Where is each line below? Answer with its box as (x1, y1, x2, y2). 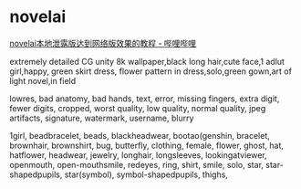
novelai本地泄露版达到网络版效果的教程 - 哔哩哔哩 (9, 37, 197, 48)
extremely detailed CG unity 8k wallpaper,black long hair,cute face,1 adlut (9, 56, 285, 67)
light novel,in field (9, 75, 77, 86)
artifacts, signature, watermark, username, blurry (9, 112, 194, 123)
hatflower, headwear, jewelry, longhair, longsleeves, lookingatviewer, (9, 149, 267, 161)
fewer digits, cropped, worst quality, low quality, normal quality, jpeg (9, 102, 266, 113)
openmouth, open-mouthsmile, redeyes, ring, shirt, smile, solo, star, (9, 159, 265, 170)
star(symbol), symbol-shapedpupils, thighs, (64, 169, 228, 180)
